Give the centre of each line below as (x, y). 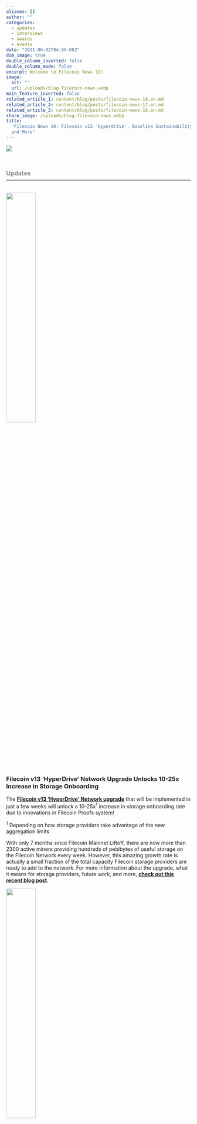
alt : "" (21, 83)
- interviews (27, 34)
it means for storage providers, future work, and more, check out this (90, 874)
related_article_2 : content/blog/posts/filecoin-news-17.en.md (85, 105)
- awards (22, 39)
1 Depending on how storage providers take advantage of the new (86, 824)
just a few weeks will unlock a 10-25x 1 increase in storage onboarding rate (96, 806)
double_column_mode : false (39, 66)
